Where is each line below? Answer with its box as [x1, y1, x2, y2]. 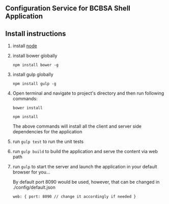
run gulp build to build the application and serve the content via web [12, 149, 158, 155]
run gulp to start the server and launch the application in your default [12, 164, 157, 170]
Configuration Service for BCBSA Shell [5, 4, 131, 13]
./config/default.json [12, 184, 56, 190]
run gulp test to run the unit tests [12, 138, 84, 144]
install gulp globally [12, 71, 53, 78]
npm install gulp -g [12, 81, 57, 86]
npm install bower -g [12, 63, 59, 68]
